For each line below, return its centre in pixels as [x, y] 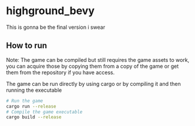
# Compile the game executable [44, 112]
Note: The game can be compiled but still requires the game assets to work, [98, 59]
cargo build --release [34, 117]
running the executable [34, 90]
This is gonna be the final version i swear [56, 27]
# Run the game [25, 101]
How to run [27, 46]
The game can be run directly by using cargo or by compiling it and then [93, 84]
